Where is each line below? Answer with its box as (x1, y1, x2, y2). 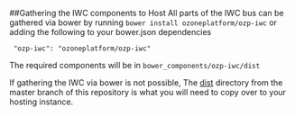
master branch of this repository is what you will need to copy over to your (9, 87, 287, 97)
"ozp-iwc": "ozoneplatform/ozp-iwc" (13, 44, 152, 53)
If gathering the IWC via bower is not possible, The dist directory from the (9, 77, 283, 88)
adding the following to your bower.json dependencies (9, 27, 212, 37)
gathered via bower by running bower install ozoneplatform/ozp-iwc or (9, 17, 278, 28)
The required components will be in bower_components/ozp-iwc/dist (9, 60, 261, 70)
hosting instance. (9, 96, 74, 107)
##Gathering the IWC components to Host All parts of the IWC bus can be (9, 8, 284, 18)
